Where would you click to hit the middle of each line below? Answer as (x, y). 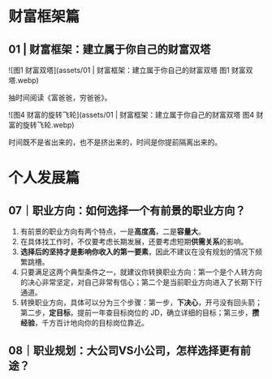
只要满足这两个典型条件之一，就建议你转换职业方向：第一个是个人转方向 (141, 272)
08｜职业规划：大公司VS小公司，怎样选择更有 (125, 351)
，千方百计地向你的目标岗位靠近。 (91, 323)
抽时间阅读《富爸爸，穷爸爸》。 (60, 97)
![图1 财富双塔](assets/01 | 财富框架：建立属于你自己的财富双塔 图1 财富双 (131, 70)
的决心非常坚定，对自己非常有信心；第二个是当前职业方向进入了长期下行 (141, 282)
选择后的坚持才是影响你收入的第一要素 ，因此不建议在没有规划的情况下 (138, 252)
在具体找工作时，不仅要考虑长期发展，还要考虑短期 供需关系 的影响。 (134, 241)
